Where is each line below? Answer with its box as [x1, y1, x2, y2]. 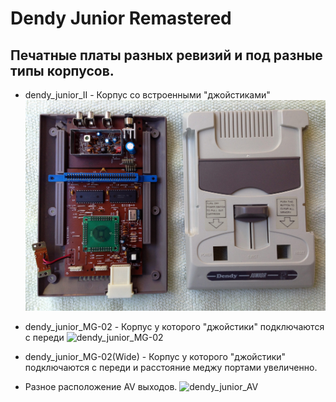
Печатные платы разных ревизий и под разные [10, 47, 323, 64]
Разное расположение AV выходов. [24, 381, 178, 393]
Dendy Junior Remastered [10, 7, 232, 30]
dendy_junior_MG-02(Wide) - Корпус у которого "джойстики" [24, 351, 287, 363]
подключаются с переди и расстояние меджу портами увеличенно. [24, 362, 318, 374]
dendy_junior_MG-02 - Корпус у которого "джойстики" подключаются [24, 321, 325, 333]
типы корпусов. [10, 62, 115, 79]
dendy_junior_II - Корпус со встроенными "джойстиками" [24, 89, 271, 101]
